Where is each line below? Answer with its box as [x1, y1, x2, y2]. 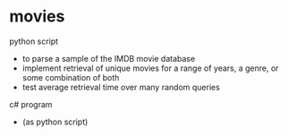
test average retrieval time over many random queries [21, 81, 221, 92]
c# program [9, 98, 53, 109]
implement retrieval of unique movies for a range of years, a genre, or [21, 63, 279, 73]
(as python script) [21, 116, 89, 127]
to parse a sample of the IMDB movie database [21, 53, 196, 64]
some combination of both [21, 72, 120, 82]
